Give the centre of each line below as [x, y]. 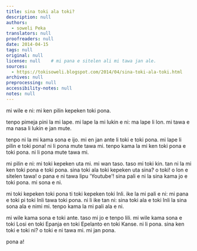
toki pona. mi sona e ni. [34, 182]
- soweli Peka [29, 28]
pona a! [15, 242]
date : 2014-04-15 [27, 45]
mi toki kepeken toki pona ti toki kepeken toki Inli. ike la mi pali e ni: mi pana [97, 194]
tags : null [19, 50]
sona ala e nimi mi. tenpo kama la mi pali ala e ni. [65, 206]
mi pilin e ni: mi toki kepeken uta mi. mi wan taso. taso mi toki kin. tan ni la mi [99, 163]
